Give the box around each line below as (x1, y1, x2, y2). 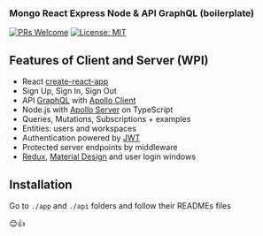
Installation (9, 177, 73, 192)
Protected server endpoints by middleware (21, 142, 179, 153)
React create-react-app (21, 76, 109, 87)
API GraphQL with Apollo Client (21, 95, 136, 106)
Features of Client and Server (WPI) (9, 52, 210, 68)
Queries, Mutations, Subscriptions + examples (21, 114, 191, 125)
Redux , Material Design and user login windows (21, 151, 197, 162)
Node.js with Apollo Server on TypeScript (21, 104, 174, 115)
